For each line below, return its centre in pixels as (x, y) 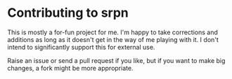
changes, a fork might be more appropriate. (70, 68)
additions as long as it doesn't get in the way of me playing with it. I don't (113, 39)
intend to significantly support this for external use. (81, 47)
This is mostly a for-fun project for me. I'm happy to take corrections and (112, 32)
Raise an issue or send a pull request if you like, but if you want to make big (116, 60)
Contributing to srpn (68, 13)
